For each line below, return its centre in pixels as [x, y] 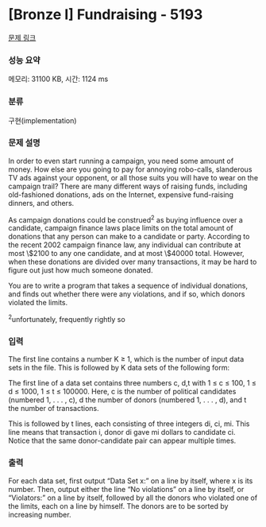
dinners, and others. [41, 203]
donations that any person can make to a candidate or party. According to [129, 237]
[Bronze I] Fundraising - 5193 [106, 15]
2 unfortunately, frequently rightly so [67, 319]
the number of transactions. [54, 409]
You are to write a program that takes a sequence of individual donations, [128, 286]
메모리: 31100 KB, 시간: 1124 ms [58, 79]
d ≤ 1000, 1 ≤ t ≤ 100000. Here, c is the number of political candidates [122, 392]
